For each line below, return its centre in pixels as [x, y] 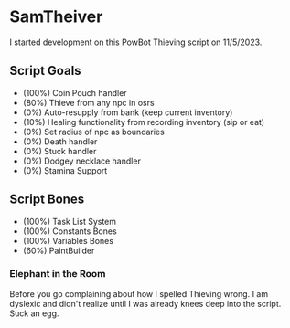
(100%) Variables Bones [68, 240]
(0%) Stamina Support [65, 170]
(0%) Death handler [60, 141]
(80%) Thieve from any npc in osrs [88, 102]
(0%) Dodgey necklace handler [82, 161]
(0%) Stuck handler [59, 151]
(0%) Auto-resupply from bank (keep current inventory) [128, 112]
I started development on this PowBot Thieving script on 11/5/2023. [136, 42]
